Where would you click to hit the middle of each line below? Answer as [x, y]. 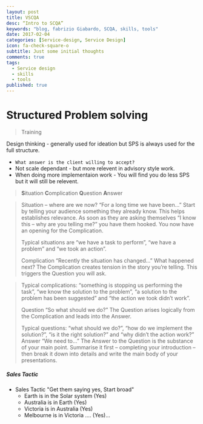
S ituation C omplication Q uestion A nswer [72, 193]
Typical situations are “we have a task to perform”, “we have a [98, 242]
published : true [27, 86]
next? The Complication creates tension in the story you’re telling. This [109, 267]
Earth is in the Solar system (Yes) [65, 395]
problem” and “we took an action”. [64, 249]
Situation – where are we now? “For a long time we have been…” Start [108, 204]
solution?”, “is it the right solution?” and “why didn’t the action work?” [108, 334]
